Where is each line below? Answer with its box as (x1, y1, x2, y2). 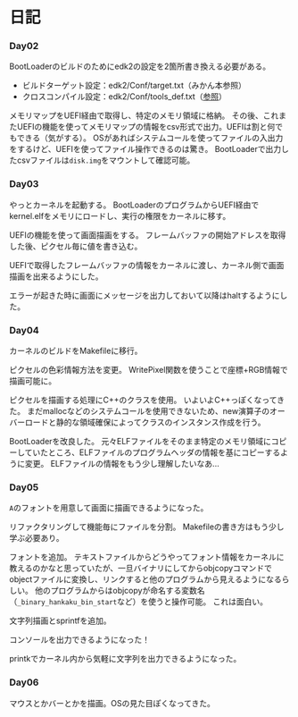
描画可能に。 (9, 375, 56, 386)
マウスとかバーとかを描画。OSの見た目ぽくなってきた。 (9, 697, 216, 708)
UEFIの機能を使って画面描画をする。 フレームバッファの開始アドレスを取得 (9, 229, 286, 240)
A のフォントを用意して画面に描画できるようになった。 (9, 502, 209, 513)
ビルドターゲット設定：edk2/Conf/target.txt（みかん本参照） (21, 80, 247, 91)
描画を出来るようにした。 (9, 271, 103, 282)
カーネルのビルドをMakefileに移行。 (9, 345, 143, 357)
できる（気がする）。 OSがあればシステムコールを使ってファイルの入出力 (16, 132, 284, 143)
